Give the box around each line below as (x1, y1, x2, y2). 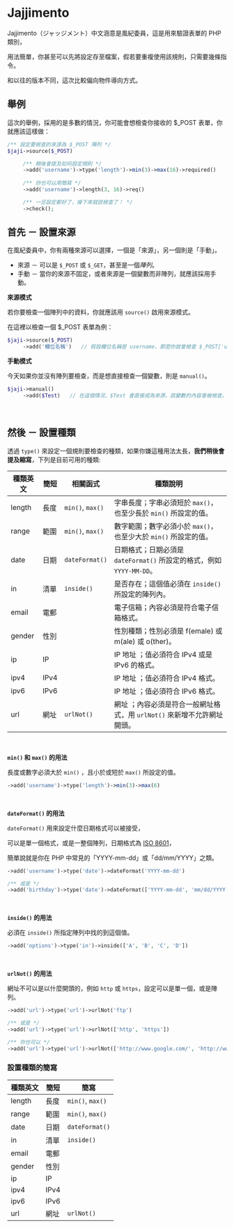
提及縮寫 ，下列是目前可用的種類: (7, 455, 101, 464)
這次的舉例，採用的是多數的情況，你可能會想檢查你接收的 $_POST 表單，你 (7, 118, 223, 126)
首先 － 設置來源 (7, 226, 76, 238)
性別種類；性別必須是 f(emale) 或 (114, 626, 223, 636)
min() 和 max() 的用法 (7, 753, 68, 761)
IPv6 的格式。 (114, 660, 159, 670)
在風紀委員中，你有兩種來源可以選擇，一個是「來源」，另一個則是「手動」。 (7, 246, 221, 254)
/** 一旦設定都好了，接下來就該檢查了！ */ (22, 198, 134, 205)
